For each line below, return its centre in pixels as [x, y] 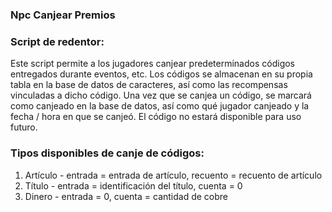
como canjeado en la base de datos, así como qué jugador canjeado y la [160, 106]
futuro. [24, 127]
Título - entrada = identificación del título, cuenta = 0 [133, 185]
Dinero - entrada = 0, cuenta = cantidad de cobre [126, 196]
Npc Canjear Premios [63, 15]
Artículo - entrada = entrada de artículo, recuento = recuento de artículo [173, 175]
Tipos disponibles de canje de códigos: [107, 153]
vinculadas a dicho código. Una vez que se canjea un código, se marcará [161, 95]
